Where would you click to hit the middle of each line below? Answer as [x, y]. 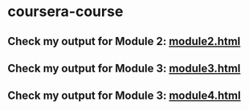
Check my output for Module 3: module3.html [124, 68]
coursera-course [65, 12]
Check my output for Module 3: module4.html [124, 96]
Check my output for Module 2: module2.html [124, 41]
